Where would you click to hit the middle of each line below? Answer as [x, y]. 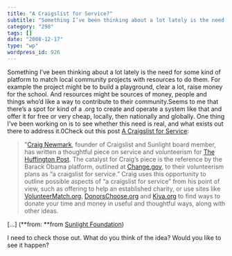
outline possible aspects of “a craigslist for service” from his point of [122, 181]
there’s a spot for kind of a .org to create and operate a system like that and [115, 109]
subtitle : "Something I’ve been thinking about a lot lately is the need [116, 20]
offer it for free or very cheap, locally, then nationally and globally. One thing [116, 116]
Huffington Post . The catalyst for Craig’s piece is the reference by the [123, 159]
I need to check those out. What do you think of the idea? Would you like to [114, 237]
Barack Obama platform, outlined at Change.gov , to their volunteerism [124, 167]
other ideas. [41, 211]
